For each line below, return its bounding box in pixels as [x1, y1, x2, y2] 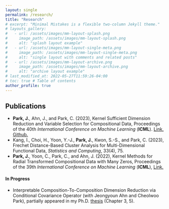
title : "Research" [5, 17, 44, 22]
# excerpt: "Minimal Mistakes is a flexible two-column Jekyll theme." [5, 21, 160, 27]
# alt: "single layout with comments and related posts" [5, 54, 138, 60]
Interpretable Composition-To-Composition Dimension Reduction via [12, 187, 156, 193]
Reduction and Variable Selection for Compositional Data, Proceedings [12, 121, 160, 127]
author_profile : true [5, 83, 51, 88]
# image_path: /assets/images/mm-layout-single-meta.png [5, 50, 138, 55]
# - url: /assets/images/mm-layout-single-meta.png [5, 45, 122, 50]
